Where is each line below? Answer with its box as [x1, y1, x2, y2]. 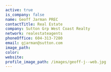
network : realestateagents [5, 31, 63, 36]
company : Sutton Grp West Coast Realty [5, 26, 91, 31]
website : [5, 54, 24, 60]
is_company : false [5, 12, 45, 17]
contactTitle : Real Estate [5, 21, 63, 27]
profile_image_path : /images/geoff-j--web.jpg [5, 59, 106, 64]
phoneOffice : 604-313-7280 [5, 36, 63, 41]
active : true [5, 7, 33, 13]
